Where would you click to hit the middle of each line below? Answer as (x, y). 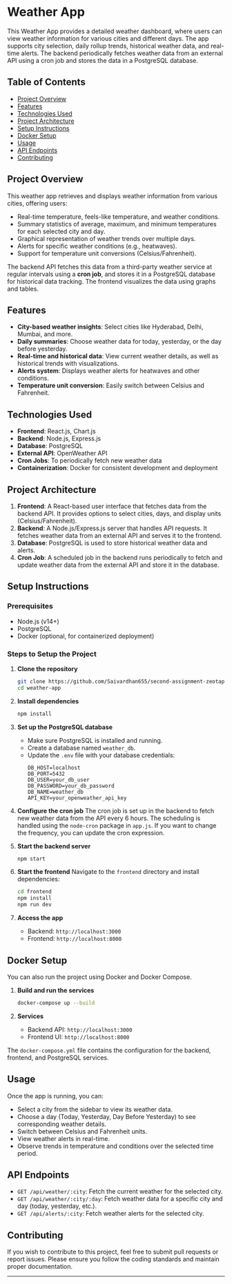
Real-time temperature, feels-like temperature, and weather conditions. (118, 216)
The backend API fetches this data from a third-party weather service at (110, 266)
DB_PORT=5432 (46, 774)
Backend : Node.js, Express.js (59, 438)
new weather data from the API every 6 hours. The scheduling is (109, 818)
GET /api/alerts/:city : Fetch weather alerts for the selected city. (110, 1214)
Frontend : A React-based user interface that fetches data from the (112, 506)
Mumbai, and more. (45, 334)
